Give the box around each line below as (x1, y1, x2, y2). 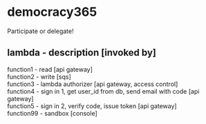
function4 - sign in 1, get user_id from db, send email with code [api (7, 87, 200, 95)
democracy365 (7, 4, 97, 20)
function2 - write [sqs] (7, 72, 71, 81)
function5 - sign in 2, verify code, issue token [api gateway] (7, 101, 178, 110)
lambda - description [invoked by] (7, 47, 157, 59)
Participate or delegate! (7, 27, 74, 35)
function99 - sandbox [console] (7, 109, 98, 117)
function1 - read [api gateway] (7, 65, 93, 73)
